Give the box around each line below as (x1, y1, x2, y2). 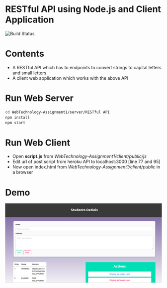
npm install (5, 115, 30, 120)
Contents (5, 48, 45, 59)
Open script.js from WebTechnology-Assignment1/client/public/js (12, 153, 147, 159)
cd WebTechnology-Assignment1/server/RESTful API (5, 110, 110, 115)
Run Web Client (5, 137, 71, 148)
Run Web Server (5, 93, 74, 104)
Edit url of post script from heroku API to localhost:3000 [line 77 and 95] (12, 158, 161, 165)
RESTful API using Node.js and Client (5, 3, 162, 15)
